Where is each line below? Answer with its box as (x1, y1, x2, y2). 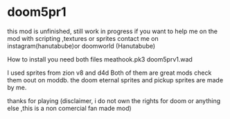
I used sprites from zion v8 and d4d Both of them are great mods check (7, 68, 212, 77)
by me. (7, 83, 27, 91)
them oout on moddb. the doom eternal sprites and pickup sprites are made (7, 75, 224, 84)
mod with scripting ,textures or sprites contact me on (7, 34, 159, 42)
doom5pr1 (7, 4, 67, 20)
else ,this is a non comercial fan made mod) (7, 104, 132, 112)
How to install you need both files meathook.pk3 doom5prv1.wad (7, 55, 193, 63)
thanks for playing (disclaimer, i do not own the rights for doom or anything (7, 96, 221, 104)
